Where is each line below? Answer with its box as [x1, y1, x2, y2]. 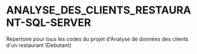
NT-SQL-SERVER [6, 16, 91, 29]
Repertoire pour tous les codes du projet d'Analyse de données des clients [6, 35, 189, 42]
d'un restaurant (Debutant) [6, 42, 72, 49]
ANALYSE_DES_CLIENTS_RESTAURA [6, 4, 192, 17]
